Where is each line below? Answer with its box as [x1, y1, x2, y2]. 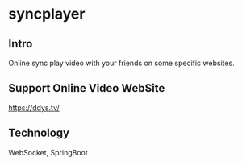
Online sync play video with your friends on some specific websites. [8, 58, 236, 68]
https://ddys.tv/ [8, 102, 60, 113]
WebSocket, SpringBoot [8, 147, 89, 157]
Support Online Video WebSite [8, 81, 165, 95]
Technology [8, 126, 70, 140]
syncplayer [8, 5, 86, 23]
